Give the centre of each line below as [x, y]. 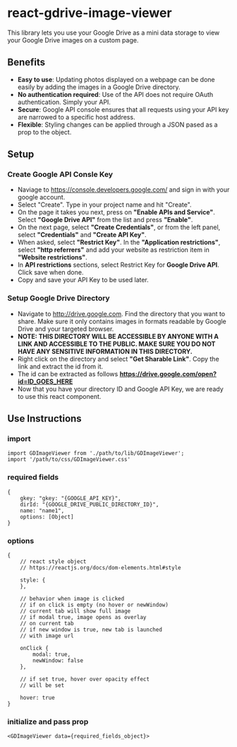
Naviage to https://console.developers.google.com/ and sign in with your [123, 190]
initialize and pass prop [48, 722]
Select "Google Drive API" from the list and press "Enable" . [105, 220]
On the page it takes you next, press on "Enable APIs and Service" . [116, 212]
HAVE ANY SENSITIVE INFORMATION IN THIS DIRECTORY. [105, 351]
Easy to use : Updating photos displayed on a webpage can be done [116, 79]
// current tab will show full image [75, 611]
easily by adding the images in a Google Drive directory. [99, 87]
